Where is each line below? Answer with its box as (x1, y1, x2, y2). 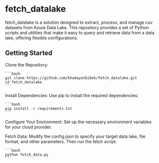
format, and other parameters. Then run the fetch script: (5, 138, 117, 144)
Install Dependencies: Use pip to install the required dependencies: (5, 92, 139, 98)
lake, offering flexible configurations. (5, 35, 78, 41)
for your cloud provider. (5, 124, 52, 130)
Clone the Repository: (5, 62, 48, 67)
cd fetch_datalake (5, 80, 42, 84)
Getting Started (5, 49, 53, 57)
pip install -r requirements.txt (5, 106, 72, 111)
